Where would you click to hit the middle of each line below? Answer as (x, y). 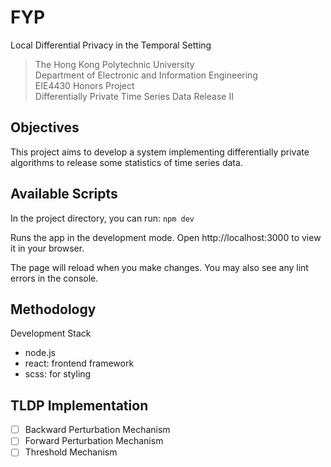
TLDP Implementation (79, 405)
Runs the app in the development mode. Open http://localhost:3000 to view (166, 237)
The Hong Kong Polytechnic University (114, 64)
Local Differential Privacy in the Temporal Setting (111, 45)
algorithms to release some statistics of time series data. (126, 162)
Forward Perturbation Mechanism (94, 441)
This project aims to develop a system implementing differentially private (160, 152)
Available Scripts (64, 194)
